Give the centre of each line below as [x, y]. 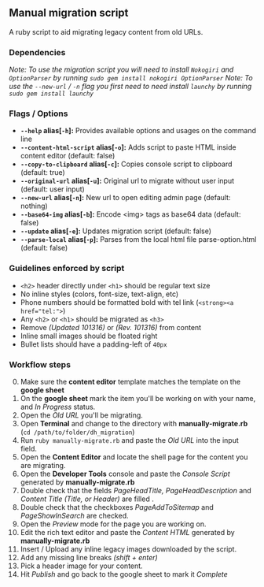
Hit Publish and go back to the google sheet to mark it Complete [124, 574]
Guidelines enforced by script [67, 269]
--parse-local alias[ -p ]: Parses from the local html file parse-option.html [138, 240]
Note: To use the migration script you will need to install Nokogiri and [121, 69]
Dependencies [37, 52]
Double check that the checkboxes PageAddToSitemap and [117, 507]
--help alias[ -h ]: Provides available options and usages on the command [138, 131]
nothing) [34, 206]
